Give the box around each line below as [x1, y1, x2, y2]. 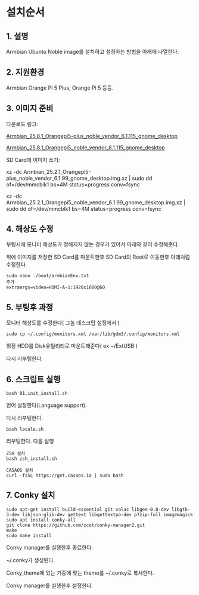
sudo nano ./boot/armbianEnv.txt [6, 273, 89, 279]
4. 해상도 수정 [6, 224, 54, 234]
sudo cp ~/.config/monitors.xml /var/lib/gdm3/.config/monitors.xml [6, 331, 180, 338]
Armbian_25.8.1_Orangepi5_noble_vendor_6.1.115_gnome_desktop [6, 144, 165, 151]
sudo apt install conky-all [6, 517, 76, 523]
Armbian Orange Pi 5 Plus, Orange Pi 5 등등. [6, 84, 114, 91]
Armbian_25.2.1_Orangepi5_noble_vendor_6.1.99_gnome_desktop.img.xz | [6, 198, 186, 206]
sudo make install [6, 532, 52, 538]
